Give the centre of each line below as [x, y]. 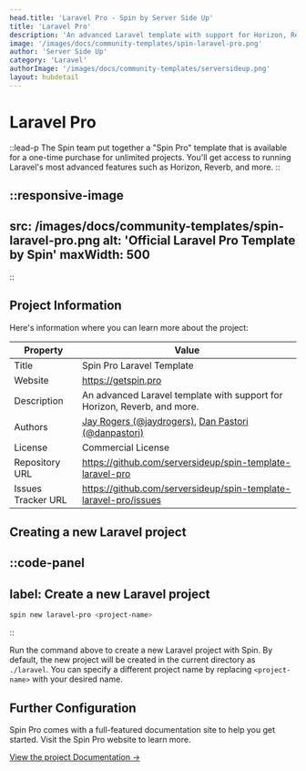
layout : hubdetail [44, 77]
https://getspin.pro [122, 380]
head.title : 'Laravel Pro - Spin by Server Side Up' [112, 18]
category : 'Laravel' [49, 60]
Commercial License [126, 447]
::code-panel [47, 563]
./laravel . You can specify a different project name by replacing [131, 670]
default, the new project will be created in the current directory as [133, 660]
